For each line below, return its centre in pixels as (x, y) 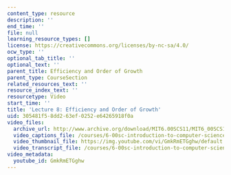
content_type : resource (41, 13)
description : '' (30, 20)
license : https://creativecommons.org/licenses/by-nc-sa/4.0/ (98, 45)
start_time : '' (29, 103)
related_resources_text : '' (47, 84)
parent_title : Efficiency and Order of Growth (75, 71)
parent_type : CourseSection (47, 78)
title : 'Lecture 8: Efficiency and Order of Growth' (84, 110)
